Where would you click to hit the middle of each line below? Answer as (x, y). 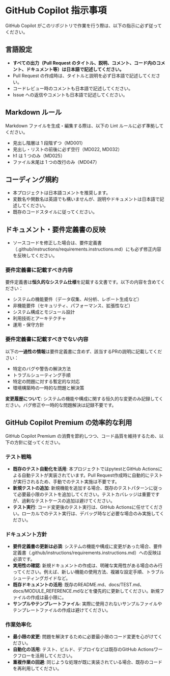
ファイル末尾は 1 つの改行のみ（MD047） (56, 162)
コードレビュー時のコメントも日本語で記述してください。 (73, 88)
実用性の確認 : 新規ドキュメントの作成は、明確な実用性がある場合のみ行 (88, 566)
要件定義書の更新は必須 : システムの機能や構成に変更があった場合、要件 (88, 546)
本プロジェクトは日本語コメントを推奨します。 (62, 193)
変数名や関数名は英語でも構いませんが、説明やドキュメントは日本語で (86, 199)
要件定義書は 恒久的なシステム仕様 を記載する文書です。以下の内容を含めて (83, 282)
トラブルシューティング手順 (41, 375)
